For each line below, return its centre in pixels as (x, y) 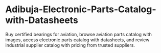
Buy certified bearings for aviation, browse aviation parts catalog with (78, 34)
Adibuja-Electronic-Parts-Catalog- (81, 9)
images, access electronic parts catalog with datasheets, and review (77, 40)
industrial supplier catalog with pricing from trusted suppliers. (70, 45)
